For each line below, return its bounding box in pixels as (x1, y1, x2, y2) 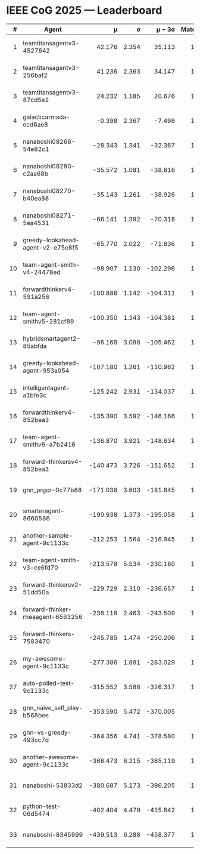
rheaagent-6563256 (23, 612, 83, 621)
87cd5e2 (23, 95, 49, 104)
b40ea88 (23, 194, 49, 202)
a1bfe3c (23, 391, 47, 399)
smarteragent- (23, 507, 65, 515)
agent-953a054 (23, 366, 70, 375)
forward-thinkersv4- (23, 457, 82, 465)
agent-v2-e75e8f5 (23, 243, 79, 251)
